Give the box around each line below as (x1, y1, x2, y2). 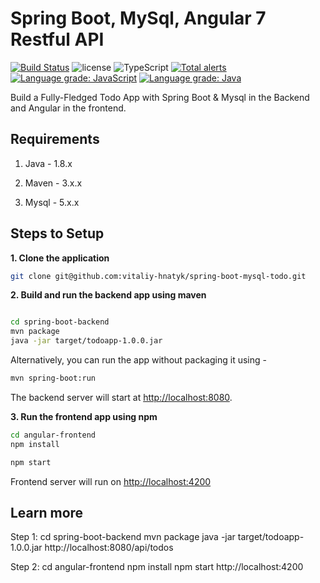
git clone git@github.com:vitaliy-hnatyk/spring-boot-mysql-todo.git (10, 271, 307, 281)
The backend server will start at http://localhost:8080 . (10, 391, 233, 403)
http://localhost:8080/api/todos (44, 542, 174, 554)
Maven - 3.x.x (24, 177, 83, 189)
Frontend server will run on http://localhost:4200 (10, 475, 212, 487)
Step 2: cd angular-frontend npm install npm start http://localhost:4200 (10, 561, 304, 573)
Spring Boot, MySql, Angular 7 (10, 7, 267, 30)
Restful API (10, 28, 105, 51)
